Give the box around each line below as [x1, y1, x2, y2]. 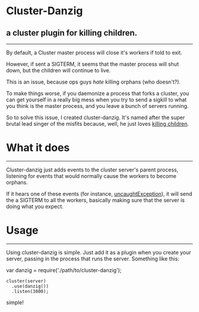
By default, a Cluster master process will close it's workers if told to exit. [6, 49, 182, 56]
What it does [6, 141, 70, 155]
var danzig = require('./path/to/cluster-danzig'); [6, 266, 122, 273]
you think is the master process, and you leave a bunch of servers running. [6, 103, 189, 109]
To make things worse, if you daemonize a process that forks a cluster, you [6, 90, 190, 97]
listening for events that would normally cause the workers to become [6, 172, 176, 179]
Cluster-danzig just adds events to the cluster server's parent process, [6, 166, 179, 173]
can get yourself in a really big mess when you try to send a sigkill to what [6, 96, 187, 103]
